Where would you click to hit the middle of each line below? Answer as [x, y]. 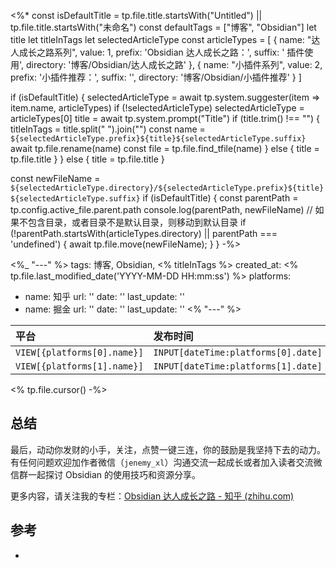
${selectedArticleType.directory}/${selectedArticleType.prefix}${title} [167, 188]
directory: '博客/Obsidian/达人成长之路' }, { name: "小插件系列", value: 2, [174, 64]
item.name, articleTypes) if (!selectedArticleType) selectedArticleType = [157, 108]
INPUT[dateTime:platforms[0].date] [238, 352]
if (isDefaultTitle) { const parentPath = [220, 198]
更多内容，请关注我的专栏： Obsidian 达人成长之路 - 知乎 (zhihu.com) [152, 496]
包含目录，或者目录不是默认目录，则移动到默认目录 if [137, 222]
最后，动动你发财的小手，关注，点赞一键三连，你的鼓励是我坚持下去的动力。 [168, 449]
